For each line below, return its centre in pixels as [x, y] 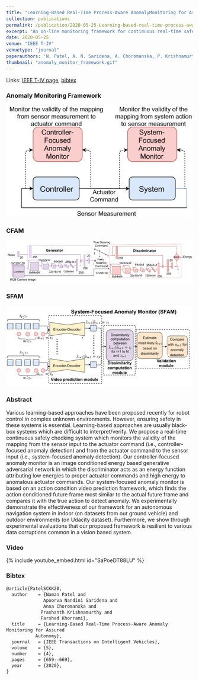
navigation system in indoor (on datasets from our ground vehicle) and [92, 513]
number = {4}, [33, 654]
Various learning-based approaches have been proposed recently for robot [98, 412]
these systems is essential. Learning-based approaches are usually [88, 425]
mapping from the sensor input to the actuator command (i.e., [81, 444]
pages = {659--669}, [42, 660]
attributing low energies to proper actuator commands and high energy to [96, 475]
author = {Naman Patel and [49, 595]
